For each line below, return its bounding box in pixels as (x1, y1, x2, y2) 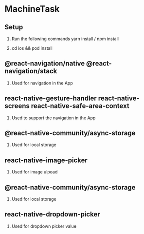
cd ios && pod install (11, 45, 53, 51)
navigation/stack (4, 67, 57, 75)
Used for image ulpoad (11, 169, 58, 175)
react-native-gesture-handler (4, 94, 97, 103)
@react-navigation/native (4, 60, 85, 68)
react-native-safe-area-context (31, 102, 129, 110)
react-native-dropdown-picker (4, 210, 100, 218)
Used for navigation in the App (11, 80, 73, 86)
